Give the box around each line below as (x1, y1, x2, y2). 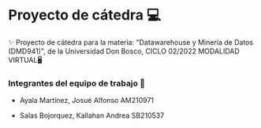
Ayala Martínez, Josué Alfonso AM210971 (19, 96, 155, 105)
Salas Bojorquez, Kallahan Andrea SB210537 (19, 111, 165, 120)
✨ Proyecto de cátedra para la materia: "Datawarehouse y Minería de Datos (8, 37, 254, 47)
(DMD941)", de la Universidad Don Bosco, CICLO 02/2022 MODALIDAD (8, 46, 240, 56)
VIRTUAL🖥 (8, 55, 43, 64)
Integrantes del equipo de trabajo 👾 (8, 78, 146, 89)
